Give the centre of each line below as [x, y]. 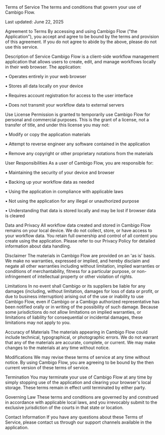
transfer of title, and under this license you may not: [57, 125]
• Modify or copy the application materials [48, 134]
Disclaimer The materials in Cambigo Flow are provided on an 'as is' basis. [80, 256]
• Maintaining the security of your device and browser [60, 172]
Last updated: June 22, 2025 [34, 22]
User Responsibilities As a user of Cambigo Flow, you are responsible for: [79, 163]
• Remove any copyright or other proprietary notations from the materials [79, 153]
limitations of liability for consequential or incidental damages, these [74, 317]
